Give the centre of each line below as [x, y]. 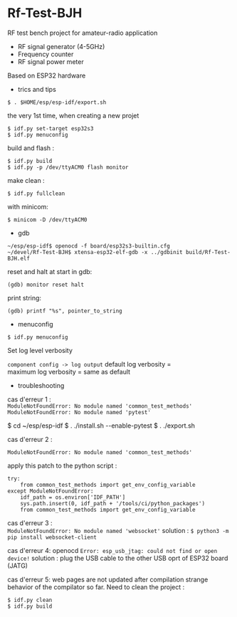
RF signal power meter [51, 61]
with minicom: [28, 206]
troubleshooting [41, 385]
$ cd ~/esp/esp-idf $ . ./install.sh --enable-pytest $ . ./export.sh [101, 426]
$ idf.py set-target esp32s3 [51, 128]
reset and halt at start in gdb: [50, 271]
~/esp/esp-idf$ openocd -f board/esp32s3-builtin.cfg [89, 246]
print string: [24, 297]
